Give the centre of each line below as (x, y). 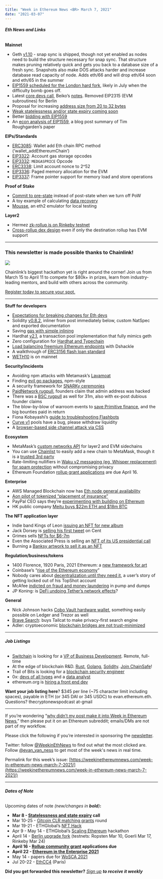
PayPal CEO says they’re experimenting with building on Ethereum (78, 501)
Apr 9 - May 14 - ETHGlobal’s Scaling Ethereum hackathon (71, 831)
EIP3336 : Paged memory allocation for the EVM (60, 172)
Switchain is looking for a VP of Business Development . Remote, (76, 656)
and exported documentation (41, 325)
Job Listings (18, 641)
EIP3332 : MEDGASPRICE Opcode (42, 161)
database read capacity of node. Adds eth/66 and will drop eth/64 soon (84, 75)
